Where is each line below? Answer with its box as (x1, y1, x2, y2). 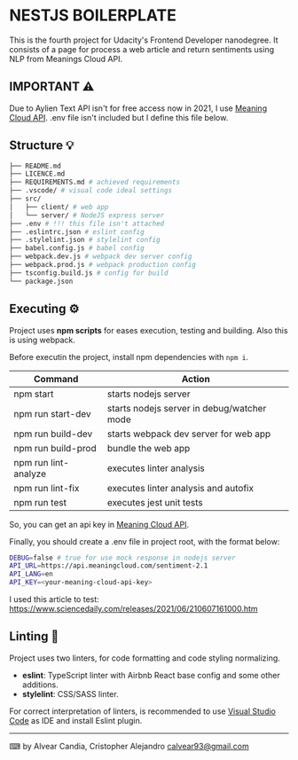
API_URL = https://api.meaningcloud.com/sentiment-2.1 (9, 561, 208, 570)
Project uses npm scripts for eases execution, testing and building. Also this (9, 325, 288, 335)
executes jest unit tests (106, 496, 204, 508)
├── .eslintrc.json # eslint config (9, 227, 145, 236)
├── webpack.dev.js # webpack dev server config (9, 252, 192, 262)
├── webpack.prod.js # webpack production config (9, 261, 197, 270)
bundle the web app (106, 442, 191, 454)
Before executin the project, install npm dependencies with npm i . (9, 351, 248, 362)
